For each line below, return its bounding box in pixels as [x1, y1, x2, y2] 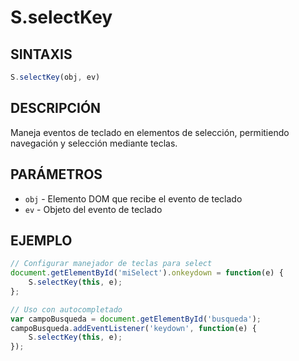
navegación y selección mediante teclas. [10, 137, 178, 149]
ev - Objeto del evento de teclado [24, 203, 163, 215]
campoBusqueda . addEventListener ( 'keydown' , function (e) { [10, 323, 257, 333]
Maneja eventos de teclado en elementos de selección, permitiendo [10, 126, 290, 138]
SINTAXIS [10, 46, 73, 63]
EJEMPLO [10, 232, 73, 249]
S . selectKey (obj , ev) [10, 72, 101, 82]
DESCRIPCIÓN [10, 100, 102, 117]
